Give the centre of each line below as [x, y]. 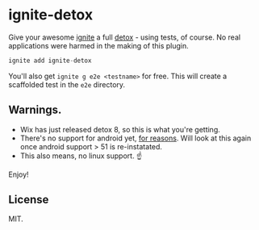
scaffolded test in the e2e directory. [67, 84]
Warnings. [35, 110]
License [29, 200]
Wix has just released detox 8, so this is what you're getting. [120, 129]
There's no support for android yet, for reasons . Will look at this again [136, 138]
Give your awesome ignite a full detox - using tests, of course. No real [124, 37]
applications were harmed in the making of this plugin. [98, 45]
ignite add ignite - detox [50, 61]
